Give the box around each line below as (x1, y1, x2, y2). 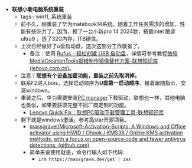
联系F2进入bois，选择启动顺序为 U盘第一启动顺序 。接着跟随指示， (20, 80, 181, 86)
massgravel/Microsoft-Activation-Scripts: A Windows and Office (29, 123, 186, 130)
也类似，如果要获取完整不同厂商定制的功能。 (20, 101, 130, 108)
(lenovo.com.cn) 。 (29, 65, 75, 71)
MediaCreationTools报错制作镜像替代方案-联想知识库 (29, 57, 158, 64)
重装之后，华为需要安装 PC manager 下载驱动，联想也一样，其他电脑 (20, 94, 186, 101)
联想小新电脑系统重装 (11, 6, 64, 12)
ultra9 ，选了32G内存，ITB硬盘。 (20, 35, 102, 42)
